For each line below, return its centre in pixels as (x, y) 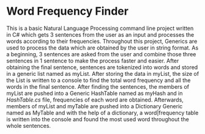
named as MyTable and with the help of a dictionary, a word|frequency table (102, 113)
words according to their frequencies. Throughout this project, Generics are (102, 41)
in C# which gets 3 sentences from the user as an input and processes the (100, 34)
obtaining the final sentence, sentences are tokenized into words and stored (102, 67)
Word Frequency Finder (67, 11)
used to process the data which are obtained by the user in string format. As (102, 48)
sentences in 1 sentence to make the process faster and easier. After (93, 61)
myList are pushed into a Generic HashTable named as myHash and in (95, 93)
